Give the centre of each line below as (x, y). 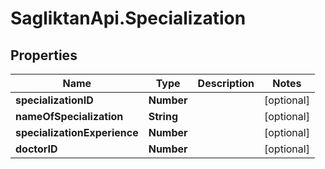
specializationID (54, 100)
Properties (44, 55)
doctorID (36, 149)
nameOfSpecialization (69, 116)
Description (226, 83)
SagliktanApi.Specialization (128, 18)
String (163, 116)
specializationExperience (77, 132)
